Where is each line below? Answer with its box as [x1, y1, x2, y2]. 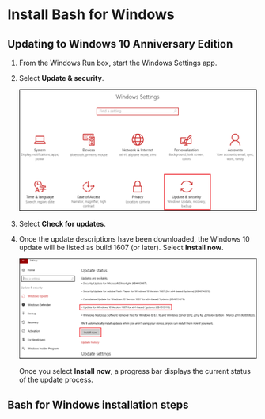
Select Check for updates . [18, 219, 106, 229]
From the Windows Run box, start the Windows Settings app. [18, 58, 218, 67]
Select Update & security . [18, 74, 104, 82]
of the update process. [18, 375, 94, 385]
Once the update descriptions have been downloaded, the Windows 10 [18, 234, 250, 244]
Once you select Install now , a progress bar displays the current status [18, 367, 251, 376]
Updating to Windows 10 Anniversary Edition [7, 37, 233, 51]
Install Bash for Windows [7, 6, 175, 24]
